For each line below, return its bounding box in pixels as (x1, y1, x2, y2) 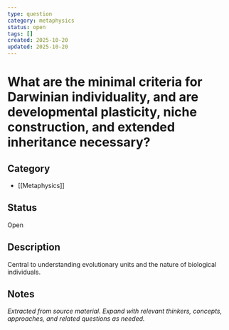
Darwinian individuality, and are (7, 89, 199, 105)
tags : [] (7, 30, 33, 38)
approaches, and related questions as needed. (7, 314, 145, 323)
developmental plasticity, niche (7, 104, 198, 121)
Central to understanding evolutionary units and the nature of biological (7, 260, 217, 268)
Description (7, 241, 60, 253)
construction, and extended (7, 119, 176, 136)
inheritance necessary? (7, 134, 151, 150)
